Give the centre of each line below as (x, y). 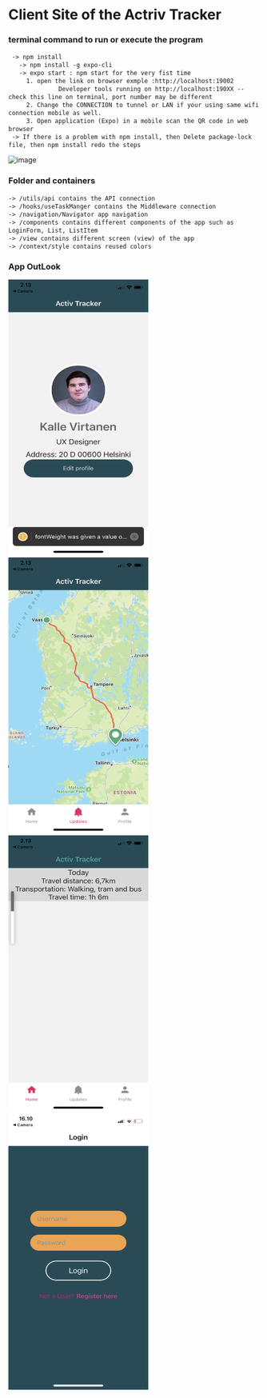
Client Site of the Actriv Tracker (115, 15)
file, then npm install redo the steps (75, 146)
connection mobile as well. (55, 114)
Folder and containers (52, 181)
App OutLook (35, 266)
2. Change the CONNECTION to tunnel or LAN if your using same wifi (143, 106)
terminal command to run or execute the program (106, 40)
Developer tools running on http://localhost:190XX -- (152, 90)
